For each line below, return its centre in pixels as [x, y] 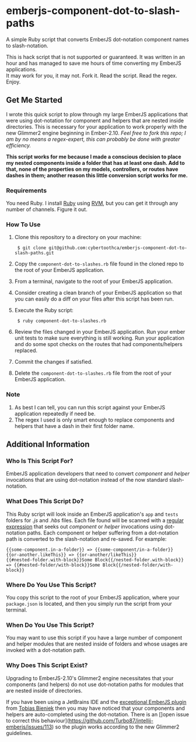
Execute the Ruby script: [44, 310]
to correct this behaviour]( [38, 720]
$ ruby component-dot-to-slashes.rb [62, 321]
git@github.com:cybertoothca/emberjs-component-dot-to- [118, 248]
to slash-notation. [27, 46]
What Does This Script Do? [45, 501]
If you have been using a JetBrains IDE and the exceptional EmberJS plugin [96, 702]
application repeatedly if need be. [55, 413]
